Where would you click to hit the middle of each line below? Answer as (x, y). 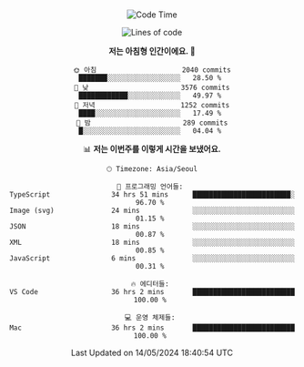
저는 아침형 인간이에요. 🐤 (152, 51)
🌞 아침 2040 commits (152, 70)
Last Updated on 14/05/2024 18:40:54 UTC (152, 352)
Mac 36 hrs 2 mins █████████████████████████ (152, 328)
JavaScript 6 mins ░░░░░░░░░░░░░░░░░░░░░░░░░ (152, 259)
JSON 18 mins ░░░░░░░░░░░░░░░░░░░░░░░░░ (152, 227)
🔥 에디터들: (150, 284)
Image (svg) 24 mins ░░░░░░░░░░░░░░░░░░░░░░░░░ (152, 210)
